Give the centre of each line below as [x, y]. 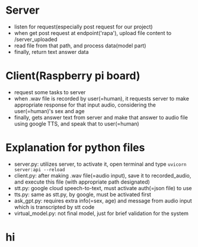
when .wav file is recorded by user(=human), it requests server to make [101, 98]
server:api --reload [39, 169]
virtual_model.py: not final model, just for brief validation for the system [101, 213]
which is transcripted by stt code [54, 207]
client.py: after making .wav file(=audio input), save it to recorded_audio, [103, 175]
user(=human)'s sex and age [49, 111]
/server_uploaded [36, 39]
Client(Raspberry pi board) [73, 76]
